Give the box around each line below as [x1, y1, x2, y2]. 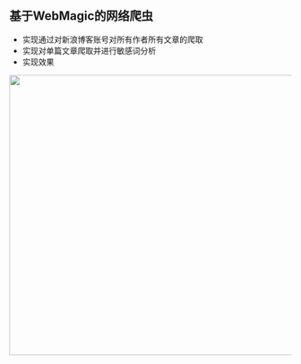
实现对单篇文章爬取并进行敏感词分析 [21, 45, 157, 56]
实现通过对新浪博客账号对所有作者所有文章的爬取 [21, 34, 203, 45]
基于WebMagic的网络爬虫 [9, 8, 154, 24]
